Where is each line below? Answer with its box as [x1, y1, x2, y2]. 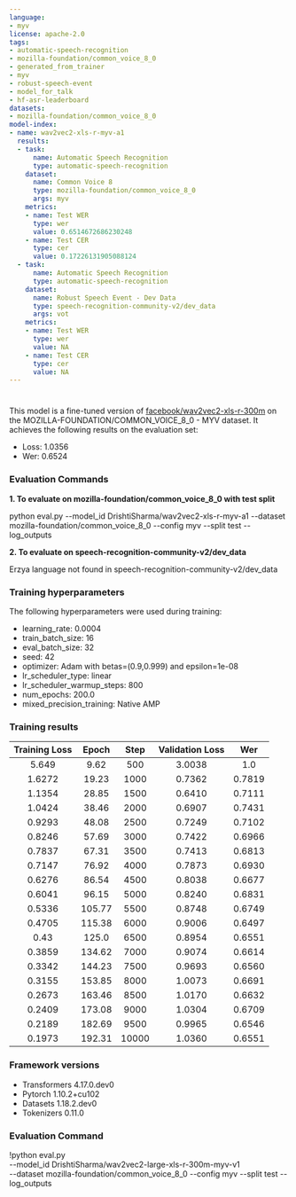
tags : [9, 37, 29, 47]
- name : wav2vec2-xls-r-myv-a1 [9, 129, 125, 137]
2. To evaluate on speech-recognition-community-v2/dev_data [9, 546, 246, 557]
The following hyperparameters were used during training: [9, 606, 222, 617]
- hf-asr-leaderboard [9, 95, 90, 105]
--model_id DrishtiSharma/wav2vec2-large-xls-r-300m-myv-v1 [9, 1159, 241, 1170]
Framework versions [9, 1059, 100, 1071]
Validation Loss [158, 744, 225, 756]
